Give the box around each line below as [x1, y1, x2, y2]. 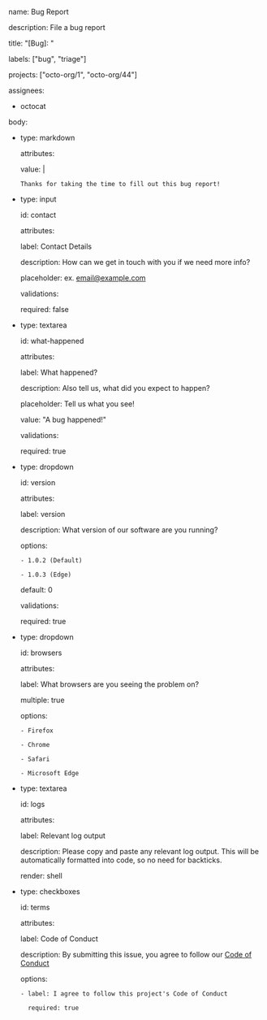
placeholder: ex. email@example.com [19, 273, 146, 283]
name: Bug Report [8, 7, 69, 16]
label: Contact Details [19, 241, 93, 251]
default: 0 [19, 585, 53, 594]
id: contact [19, 211, 57, 219]
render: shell [19, 871, 62, 880]
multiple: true [19, 695, 65, 705]
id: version [19, 478, 56, 487]
